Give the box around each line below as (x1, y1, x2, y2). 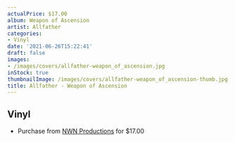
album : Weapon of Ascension (7, 17, 90, 24)
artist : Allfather (7, 23, 61, 30)
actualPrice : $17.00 (7, 10, 68, 18)
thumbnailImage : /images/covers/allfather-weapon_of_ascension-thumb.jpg (7, 75, 229, 83)
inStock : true (7, 69, 49, 76)
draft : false (7, 50, 46, 57)
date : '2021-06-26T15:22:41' (7, 43, 93, 50)
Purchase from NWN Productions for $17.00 (17, 127, 145, 136)
